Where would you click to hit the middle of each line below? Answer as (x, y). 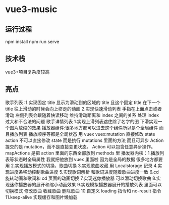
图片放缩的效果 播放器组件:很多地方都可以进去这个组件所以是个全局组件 (83, 128)
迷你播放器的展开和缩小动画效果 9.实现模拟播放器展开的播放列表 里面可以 (86, 184)
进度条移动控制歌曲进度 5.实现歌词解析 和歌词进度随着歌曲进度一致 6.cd (84, 172)
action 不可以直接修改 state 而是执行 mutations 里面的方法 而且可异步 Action (84, 140)
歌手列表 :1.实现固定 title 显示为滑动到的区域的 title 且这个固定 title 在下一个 (83, 102)
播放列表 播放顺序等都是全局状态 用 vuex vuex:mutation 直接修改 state (82, 134)
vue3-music (31, 9)
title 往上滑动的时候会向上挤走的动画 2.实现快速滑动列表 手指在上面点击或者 (84, 109)
